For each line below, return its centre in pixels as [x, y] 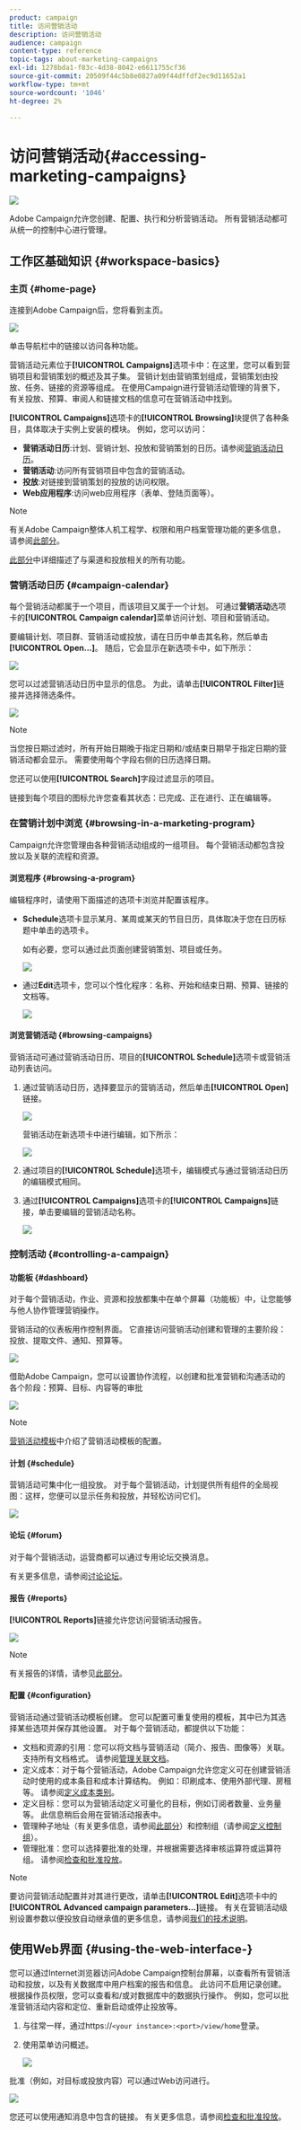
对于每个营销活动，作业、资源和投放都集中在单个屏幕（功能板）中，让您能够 [150, 1299]
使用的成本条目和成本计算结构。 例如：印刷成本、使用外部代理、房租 [165, 1781]
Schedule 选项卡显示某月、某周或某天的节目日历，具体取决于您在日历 [150, 919]
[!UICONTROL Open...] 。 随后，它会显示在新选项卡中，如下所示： [132, 648]
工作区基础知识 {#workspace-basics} [115, 261]
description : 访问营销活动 [56, 34]
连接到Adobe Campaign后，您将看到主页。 [89, 310]
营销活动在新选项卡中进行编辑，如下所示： [101, 1134]
